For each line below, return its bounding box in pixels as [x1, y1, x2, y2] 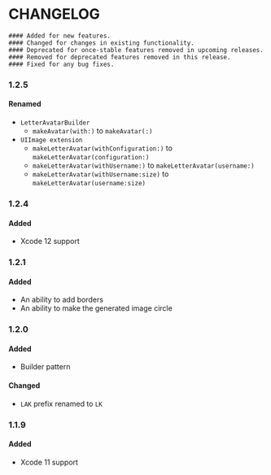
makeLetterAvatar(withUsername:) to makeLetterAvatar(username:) [32, 160, 255, 171]
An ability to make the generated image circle [20, 303, 173, 313]
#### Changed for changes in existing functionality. [8, 38, 195, 47]
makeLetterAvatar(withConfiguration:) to [32, 143, 173, 153]
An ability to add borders [20, 294, 104, 305]
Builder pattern [20, 362, 71, 372]
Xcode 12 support [20, 237, 80, 246]
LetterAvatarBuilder [20, 119, 90, 127]
